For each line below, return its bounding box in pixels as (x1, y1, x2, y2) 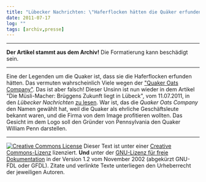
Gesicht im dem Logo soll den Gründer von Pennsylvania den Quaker (6, 118, 181, 126)
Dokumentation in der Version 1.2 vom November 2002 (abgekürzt (6, 156, 175, 163)
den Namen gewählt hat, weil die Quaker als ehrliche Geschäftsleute (6, 105, 179, 113)
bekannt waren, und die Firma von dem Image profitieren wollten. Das (6, 112, 183, 119)
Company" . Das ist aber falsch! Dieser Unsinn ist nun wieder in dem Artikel (6, 86, 195, 93)
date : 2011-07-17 (6, 15, 51, 21)
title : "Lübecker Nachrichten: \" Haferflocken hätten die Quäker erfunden (6, 9, 202, 15)
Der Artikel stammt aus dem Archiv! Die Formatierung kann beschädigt (6, 48, 188, 56)
